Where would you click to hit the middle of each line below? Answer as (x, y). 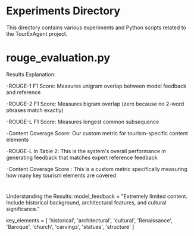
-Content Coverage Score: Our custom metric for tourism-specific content (97, 133)
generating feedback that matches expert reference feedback (82, 157)
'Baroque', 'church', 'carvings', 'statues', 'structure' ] (70, 227)
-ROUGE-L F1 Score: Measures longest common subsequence (83, 122)
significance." (23, 209)
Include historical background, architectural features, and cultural (86, 203)
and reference (24, 92)
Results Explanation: (31, 74)
